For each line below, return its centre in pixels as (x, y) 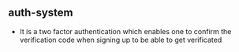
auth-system (41, 13)
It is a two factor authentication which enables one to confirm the (125, 31)
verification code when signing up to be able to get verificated (121, 40)
